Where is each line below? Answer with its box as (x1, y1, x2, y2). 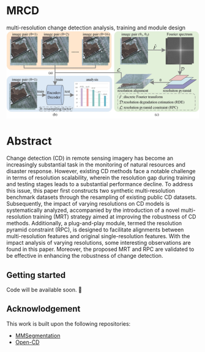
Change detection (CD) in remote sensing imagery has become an (6, 154, 173, 162)
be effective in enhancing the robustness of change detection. (6, 252, 163, 260)
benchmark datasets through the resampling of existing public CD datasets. (6, 193, 197, 201)
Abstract (6, 134, 52, 148)
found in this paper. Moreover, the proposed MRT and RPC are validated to (6, 245, 195, 253)
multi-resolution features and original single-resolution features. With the (6, 233, 190, 240)
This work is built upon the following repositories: (6, 320, 131, 328)
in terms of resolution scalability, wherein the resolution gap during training (6, 174, 196, 181)
